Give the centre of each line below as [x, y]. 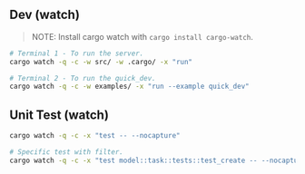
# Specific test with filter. [67, 152]
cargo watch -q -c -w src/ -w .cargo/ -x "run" [101, 62]
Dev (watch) [44, 15]
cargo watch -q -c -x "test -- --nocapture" [95, 136]
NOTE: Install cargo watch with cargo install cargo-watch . [143, 36]
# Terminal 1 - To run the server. [77, 53]
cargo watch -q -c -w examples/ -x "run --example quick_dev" [129, 87]
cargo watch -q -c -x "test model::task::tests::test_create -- [133, 160]
